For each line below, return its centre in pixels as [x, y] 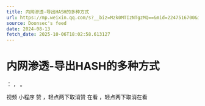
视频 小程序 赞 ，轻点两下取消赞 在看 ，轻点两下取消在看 [77, 97]
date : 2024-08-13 [28, 29]
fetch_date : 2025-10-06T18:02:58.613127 [59, 35]
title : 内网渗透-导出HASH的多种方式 [48, 12]
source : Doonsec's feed [37, 23]
